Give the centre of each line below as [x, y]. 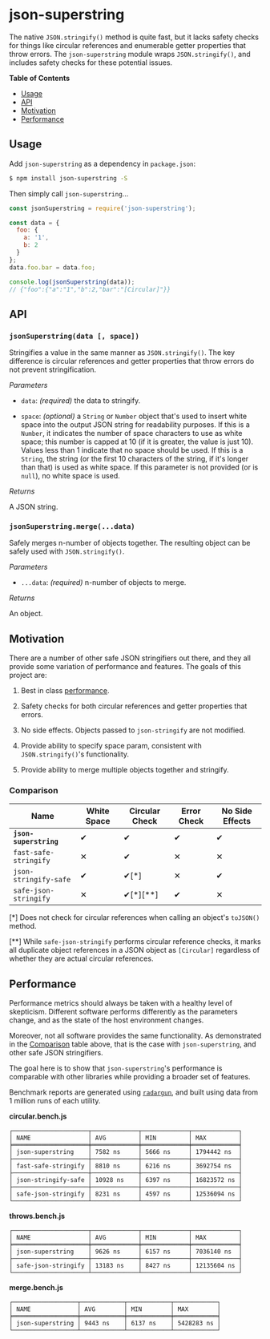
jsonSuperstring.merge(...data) [72, 526]
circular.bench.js [38, 1116]
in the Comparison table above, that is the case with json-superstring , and [133, 1044]
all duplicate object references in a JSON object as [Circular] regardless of [134, 950]
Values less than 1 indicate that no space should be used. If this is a [132, 450]
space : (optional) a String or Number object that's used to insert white [134, 416]
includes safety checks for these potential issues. [91, 63]
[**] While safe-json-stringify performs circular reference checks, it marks [135, 942]
